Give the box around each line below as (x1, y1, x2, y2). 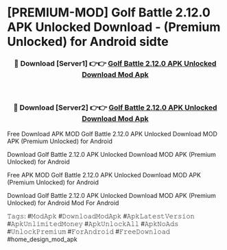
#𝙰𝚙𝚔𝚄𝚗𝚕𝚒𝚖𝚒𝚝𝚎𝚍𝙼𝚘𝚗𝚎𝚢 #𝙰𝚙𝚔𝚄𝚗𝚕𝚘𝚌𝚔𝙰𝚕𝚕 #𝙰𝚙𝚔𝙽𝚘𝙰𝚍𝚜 (7, 219, 179, 227)
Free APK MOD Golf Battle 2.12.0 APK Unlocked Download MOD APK (7, 171, 201, 179)
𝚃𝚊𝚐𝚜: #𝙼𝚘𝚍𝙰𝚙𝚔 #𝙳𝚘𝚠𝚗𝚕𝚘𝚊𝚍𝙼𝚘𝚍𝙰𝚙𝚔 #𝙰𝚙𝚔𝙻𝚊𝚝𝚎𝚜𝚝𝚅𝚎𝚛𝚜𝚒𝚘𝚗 (7, 212, 195, 220)
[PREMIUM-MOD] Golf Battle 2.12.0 (7, 5, 211, 21)
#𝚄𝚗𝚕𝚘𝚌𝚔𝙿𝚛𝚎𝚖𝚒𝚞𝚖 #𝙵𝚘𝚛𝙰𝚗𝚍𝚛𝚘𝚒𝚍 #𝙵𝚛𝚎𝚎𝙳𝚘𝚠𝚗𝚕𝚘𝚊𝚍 (7, 227, 170, 236)
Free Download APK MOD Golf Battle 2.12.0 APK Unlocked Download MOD (7, 129, 217, 138)
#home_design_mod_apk (7, 235, 77, 243)
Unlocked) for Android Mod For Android (7, 199, 119, 207)
